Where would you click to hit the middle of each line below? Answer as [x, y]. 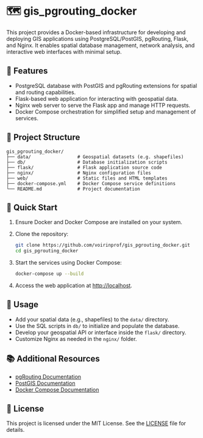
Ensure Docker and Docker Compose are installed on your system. [99, 222]
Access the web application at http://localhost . [73, 285]
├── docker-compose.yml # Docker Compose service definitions [91, 183]
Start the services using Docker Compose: [68, 263]
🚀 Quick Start [32, 207]
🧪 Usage [22, 305]
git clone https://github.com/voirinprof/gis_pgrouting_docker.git [102, 245]
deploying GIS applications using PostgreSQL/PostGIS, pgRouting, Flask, [98, 38]
